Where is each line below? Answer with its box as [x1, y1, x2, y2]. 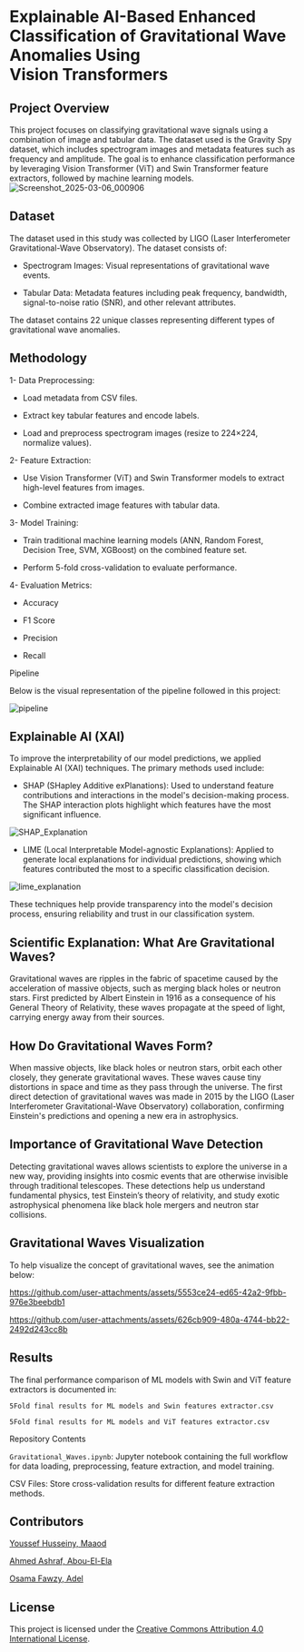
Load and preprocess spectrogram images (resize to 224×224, [22, 427, 259, 438]
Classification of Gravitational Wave [9, 25, 287, 46]
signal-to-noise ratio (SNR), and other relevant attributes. [22, 297, 237, 308]
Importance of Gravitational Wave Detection [9, 1137, 264, 1152]
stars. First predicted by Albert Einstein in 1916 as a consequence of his [9, 993, 277, 1004]
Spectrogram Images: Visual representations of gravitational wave [22, 260, 270, 271]
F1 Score [22, 615, 56, 626]
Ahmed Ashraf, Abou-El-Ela [9, 1556, 113, 1567]
